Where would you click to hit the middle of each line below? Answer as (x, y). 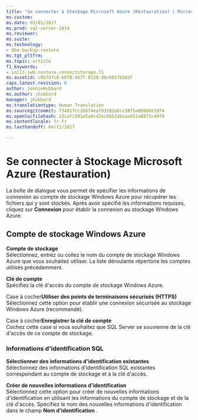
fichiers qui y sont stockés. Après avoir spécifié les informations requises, (96, 203)
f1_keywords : (22, 67)
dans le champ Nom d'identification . (52, 411)
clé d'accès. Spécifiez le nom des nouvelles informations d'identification (94, 404)
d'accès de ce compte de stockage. (49, 333)
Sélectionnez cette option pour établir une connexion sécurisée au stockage (99, 303)
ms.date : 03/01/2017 (32, 22)
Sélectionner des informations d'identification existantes (77, 361)
